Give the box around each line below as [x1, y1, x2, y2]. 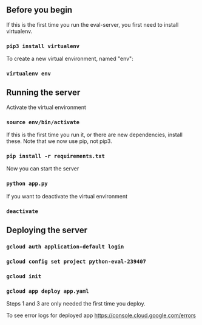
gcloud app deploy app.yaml [6, 287, 89, 295]
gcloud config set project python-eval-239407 [6, 258, 147, 265]
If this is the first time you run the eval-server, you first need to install [6, 21, 179, 28]
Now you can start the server [6, 165, 79, 172]
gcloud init [6, 273, 42, 279]
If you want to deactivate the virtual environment [6, 192, 128, 200]
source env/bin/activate [6, 119, 80, 125]
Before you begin [6, 5, 73, 15]
